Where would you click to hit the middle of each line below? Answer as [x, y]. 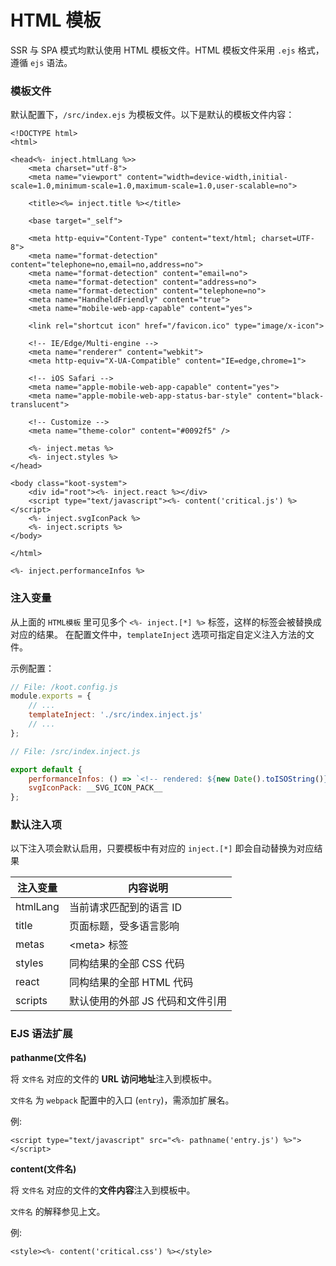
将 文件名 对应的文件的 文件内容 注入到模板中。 [103, 1190]
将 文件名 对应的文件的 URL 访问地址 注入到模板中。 [114, 1078]
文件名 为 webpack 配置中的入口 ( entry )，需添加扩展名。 [122, 1100]
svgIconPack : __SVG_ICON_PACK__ [95, 788]
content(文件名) [43, 1168]
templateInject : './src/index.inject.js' [115, 715]
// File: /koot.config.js [64, 687]
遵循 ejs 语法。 [41, 62]
